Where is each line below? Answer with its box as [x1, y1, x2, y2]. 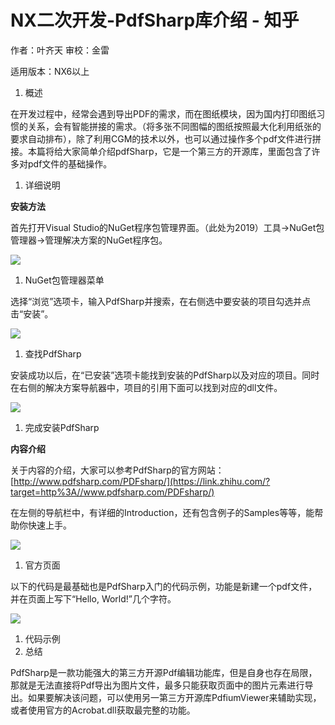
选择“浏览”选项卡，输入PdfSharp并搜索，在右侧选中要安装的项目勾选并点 [10, 295, 312, 307]
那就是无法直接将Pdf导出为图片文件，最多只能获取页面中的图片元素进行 [10, 679, 305, 691]
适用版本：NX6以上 [10, 65, 90, 77]
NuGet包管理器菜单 [24, 274, 105, 286]
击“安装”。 [10, 307, 54, 320]
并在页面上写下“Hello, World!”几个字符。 [10, 592, 177, 605]
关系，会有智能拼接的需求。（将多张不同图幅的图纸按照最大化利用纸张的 [27, 120, 322, 132]
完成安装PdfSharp [24, 421, 100, 433]
